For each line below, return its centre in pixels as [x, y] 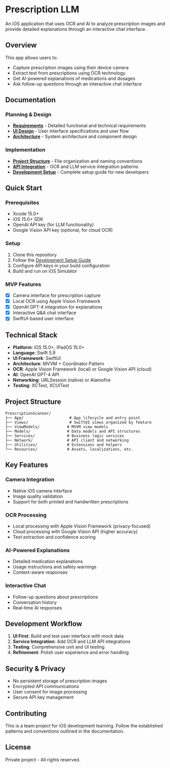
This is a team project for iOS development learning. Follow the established [84, 725]
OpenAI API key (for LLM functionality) [53, 225]
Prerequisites [22, 203]
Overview [21, 45]
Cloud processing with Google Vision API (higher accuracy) [75, 531]
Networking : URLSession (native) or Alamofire [62, 380]
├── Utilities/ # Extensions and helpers [64, 444]
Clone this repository [35, 254]
